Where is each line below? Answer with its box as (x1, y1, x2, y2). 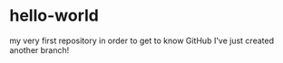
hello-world (9, 5, 100, 26)
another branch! (9, 44, 70, 55)
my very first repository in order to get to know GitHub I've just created (9, 35, 275, 46)
